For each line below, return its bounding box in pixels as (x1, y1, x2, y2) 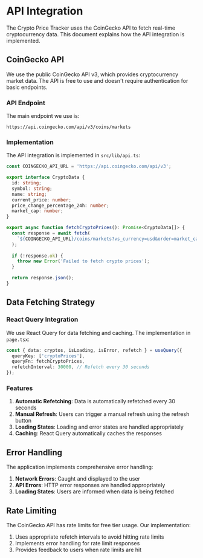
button (14, 417, 32, 424)
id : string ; (11, 180, 42, 186)
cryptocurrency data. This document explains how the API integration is (6, 30, 185, 37)
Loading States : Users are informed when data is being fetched (14, 488, 174, 495)
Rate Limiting (6, 505, 57, 516)
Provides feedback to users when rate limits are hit (14, 546, 142, 553)
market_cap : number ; (11, 208, 63, 214)
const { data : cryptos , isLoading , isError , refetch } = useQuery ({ (6, 347, 182, 353)
